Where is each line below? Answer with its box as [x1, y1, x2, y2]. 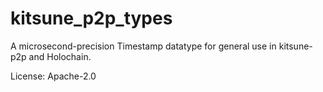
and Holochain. [28, 50, 92, 62]
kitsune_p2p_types [10, 7, 173, 30]
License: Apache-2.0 [10, 70, 97, 82]
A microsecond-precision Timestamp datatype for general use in [10, 40, 277, 52]
